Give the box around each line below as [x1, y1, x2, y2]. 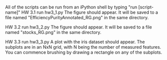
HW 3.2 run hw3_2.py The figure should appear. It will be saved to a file [5, 24, 152, 30]
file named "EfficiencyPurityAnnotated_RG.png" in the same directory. [5, 15, 149, 20]
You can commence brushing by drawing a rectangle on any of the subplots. [5, 49, 163, 55]
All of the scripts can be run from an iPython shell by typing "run [5, 4, 138, 10]
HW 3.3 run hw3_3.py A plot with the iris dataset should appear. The [5, 39, 145, 45]
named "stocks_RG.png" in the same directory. [5, 30, 102, 35]
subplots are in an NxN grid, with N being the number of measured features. [5, 44, 162, 50]
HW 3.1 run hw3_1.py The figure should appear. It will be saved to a [21, 9, 159, 15]
